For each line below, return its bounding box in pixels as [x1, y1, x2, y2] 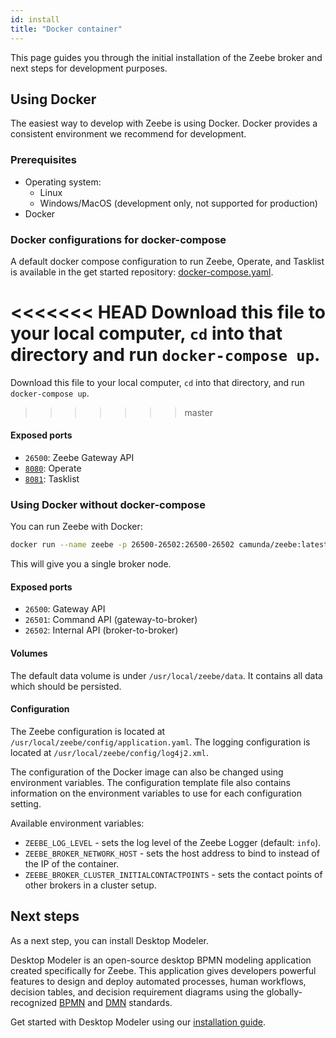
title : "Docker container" [10, 24, 123, 34]
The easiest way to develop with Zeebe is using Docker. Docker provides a [10, 117, 318, 130]
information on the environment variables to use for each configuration [10, 787, 302, 799]
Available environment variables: [10, 817, 145, 829]
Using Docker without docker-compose [10, 497, 206, 511]
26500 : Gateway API [24, 603, 106, 615]
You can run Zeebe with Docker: [10, 521, 143, 533]
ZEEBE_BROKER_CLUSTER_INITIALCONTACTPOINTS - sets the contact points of [24, 868, 323, 880]
